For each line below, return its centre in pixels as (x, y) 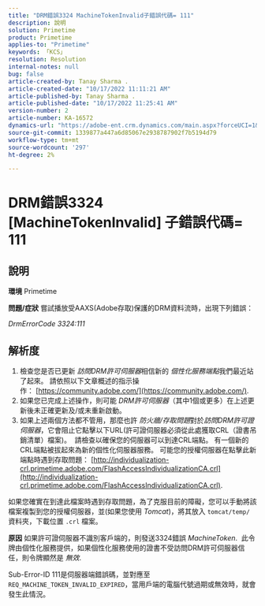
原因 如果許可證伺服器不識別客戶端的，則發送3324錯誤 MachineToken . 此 (128, 538)
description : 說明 (37, 23)
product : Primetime (40, 37)
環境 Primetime (33, 292)
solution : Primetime (42, 30)
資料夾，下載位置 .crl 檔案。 (55, 522)
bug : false (26, 74)
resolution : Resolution (47, 60)
